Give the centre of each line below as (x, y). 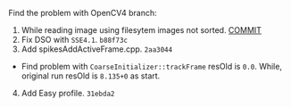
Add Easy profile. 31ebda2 (68, 93)
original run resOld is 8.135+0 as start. (91, 76)
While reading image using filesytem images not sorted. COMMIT (141, 30)
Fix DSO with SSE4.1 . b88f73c (75, 40)
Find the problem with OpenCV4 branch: (83, 13)
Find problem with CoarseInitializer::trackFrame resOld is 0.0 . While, (152, 66)
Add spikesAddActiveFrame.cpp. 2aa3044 (97, 49)
